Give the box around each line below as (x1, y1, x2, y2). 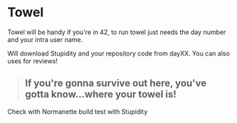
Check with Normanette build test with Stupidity (7, 107, 148, 116)
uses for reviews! (7, 56, 58, 65)
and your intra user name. (7, 35, 83, 43)
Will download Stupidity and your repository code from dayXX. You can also (7, 49, 230, 58)
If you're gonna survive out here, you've (24, 77, 207, 90)
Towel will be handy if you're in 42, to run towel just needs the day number (7, 28, 226, 36)
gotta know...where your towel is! (24, 88, 177, 100)
